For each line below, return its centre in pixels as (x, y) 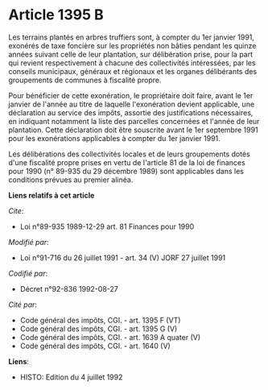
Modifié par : (29, 242)
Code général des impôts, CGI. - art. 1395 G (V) (99, 329)
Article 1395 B (56, 15)
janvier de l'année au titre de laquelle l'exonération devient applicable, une (132, 104)
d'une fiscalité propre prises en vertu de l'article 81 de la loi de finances (127, 162)
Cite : (16, 210)
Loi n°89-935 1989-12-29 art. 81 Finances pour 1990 (107, 226)
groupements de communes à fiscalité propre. (85, 80)
